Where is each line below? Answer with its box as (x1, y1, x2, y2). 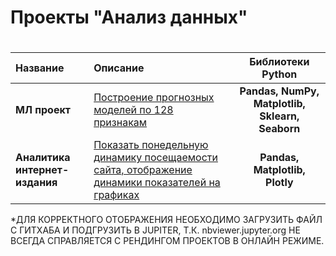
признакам (93, 116, 148, 130)
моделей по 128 (93, 103, 174, 117)
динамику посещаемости (93, 151, 218, 165)
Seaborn (258, 122, 301, 136)
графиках (93, 188, 140, 202)
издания (15, 176, 58, 190)
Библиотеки (249, 55, 310, 69)
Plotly (265, 176, 294, 190)
